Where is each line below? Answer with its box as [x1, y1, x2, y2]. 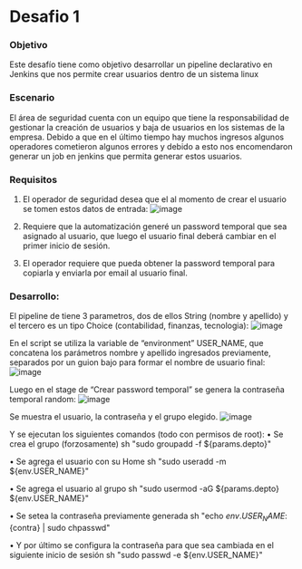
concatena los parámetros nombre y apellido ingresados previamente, [9, 347, 271, 359]
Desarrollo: [9, 290, 60, 303]
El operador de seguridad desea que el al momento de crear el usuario [22, 194, 287, 205]
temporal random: [9, 394, 76, 405]
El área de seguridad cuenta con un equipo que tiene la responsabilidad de [9, 111, 290, 123]
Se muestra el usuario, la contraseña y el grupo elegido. [9, 411, 219, 422]
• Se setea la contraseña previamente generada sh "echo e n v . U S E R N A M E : [9, 510, 287, 524]
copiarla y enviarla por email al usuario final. [22, 267, 188, 278]
